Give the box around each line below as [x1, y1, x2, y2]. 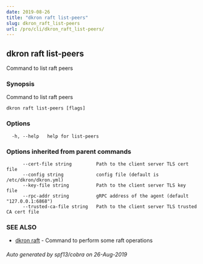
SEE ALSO [6, 223, 37, 231]
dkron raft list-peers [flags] [6, 105, 86, 111]
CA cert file [6, 209, 40, 215]
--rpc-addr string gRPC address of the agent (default [22, 193, 189, 199]
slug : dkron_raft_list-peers [6, 20, 80, 26]
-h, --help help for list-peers [12, 133, 99, 139]
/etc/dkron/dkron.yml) [6, 177, 64, 183]
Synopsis [6, 80, 35, 88]
